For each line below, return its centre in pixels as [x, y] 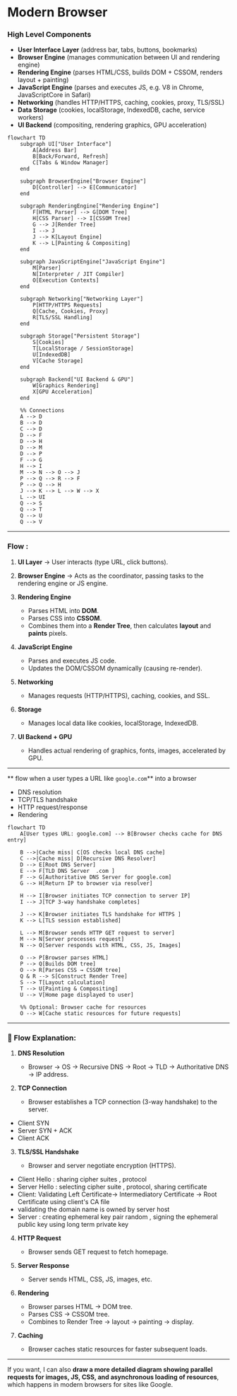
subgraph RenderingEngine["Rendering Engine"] [90, 206]
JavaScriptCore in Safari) [54, 95]
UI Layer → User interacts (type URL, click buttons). [93, 562]
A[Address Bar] [55, 150]
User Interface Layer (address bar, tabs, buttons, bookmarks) [107, 50]
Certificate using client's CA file [63, 1202]
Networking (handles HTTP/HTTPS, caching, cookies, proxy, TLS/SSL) [121, 103]
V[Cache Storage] [58, 361]
